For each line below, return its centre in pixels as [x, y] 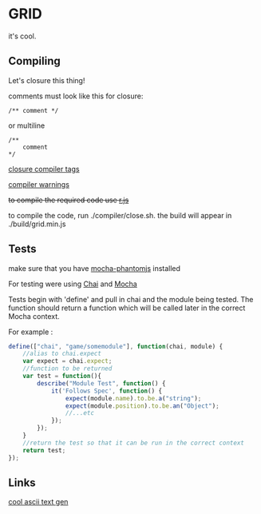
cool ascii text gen [38, 502]
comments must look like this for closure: [76, 96]
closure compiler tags [44, 169]
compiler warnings [39, 184]
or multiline [27, 126]
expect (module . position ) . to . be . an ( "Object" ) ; [142, 406]
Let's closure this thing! [47, 80]
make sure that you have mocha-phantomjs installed [95, 268]
